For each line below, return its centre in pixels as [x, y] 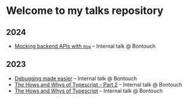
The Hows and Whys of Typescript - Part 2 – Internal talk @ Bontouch [98, 84]
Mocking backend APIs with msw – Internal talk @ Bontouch [85, 46]
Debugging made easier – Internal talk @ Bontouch [76, 78]
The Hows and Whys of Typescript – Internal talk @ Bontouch [88, 91]
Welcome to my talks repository [85, 11]
